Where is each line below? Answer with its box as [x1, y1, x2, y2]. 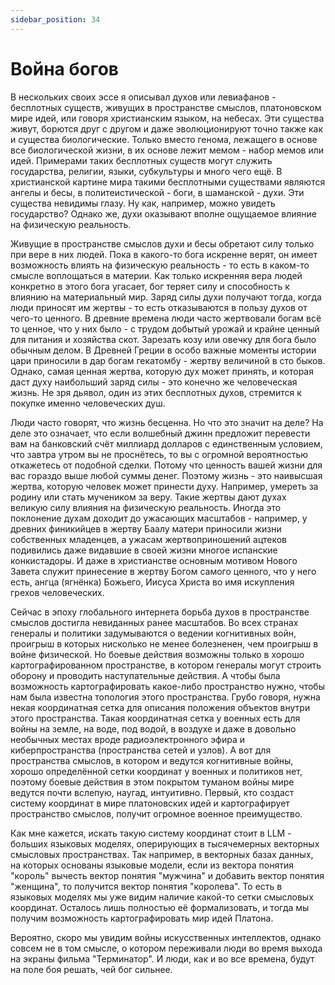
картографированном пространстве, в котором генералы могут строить [10, 659, 322, 671]
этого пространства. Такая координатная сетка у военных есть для [10, 712, 301, 724]
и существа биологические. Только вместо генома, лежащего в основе [10, 133, 318, 145]
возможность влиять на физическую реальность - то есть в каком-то [10, 259, 310, 271]
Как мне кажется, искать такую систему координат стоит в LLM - [10, 827, 292, 839]
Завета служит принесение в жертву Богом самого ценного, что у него [10, 565, 317, 577]
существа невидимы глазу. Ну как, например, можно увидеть [10, 197, 276, 209]
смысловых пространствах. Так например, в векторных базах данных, [10, 848, 314, 860]
